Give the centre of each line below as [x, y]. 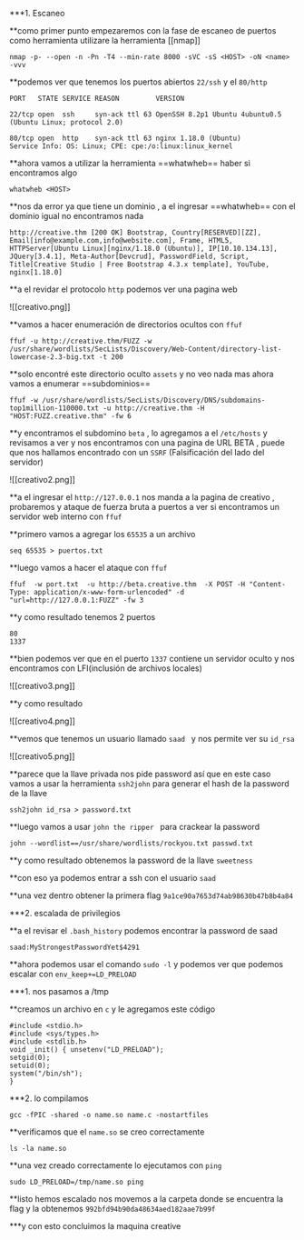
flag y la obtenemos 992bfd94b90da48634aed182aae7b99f [113, 1209]
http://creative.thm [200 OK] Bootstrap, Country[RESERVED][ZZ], [135, 233]
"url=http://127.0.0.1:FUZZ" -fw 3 [77, 600]
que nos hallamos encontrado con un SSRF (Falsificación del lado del [137, 452]
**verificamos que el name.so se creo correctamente [107, 1132]
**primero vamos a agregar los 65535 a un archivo [103, 534]
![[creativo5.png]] [42, 756]
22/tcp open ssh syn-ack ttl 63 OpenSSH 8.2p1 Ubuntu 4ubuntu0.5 [146, 115]
